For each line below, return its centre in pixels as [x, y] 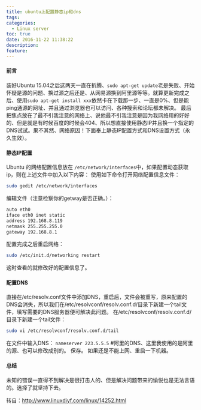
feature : [17, 51]
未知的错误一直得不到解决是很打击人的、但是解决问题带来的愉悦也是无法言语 [100, 380]
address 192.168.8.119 [34, 221]
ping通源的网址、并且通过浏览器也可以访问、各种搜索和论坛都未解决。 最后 [99, 107]
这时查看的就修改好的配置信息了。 [48, 268]
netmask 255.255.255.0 [34, 226]
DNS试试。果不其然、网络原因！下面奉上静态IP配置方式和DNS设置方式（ [96, 130]
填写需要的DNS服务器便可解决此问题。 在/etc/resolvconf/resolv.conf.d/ [104, 312]
